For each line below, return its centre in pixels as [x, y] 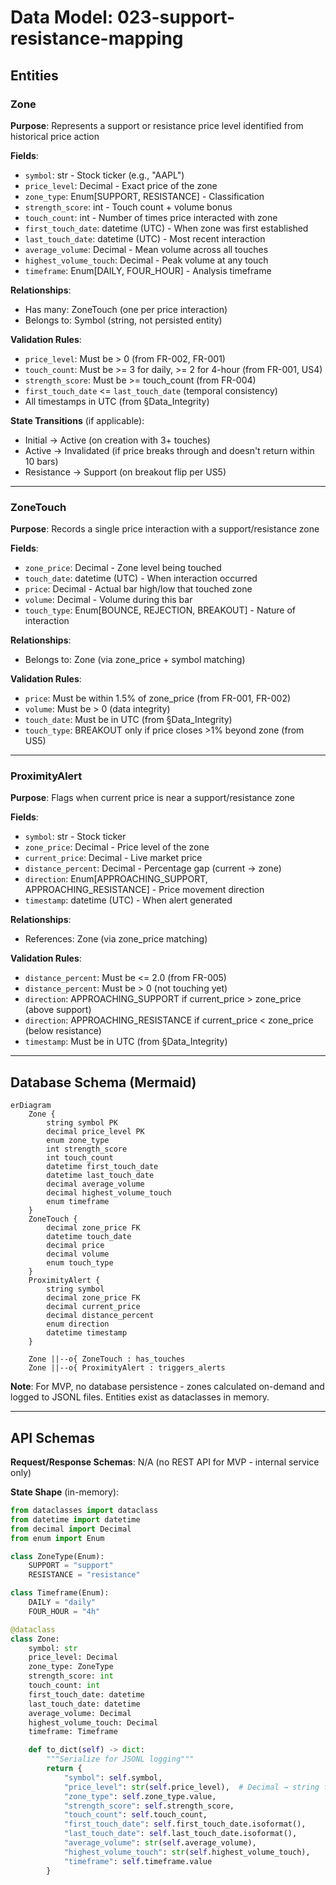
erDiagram [31, 1106]
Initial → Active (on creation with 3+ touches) [117, 440]
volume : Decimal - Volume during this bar [108, 600]
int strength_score [87, 1149]
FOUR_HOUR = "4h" [64, 1611]
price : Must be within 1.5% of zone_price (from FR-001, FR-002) [158, 698]
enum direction [78, 1324]
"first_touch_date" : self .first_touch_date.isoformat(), [185, 1824]
